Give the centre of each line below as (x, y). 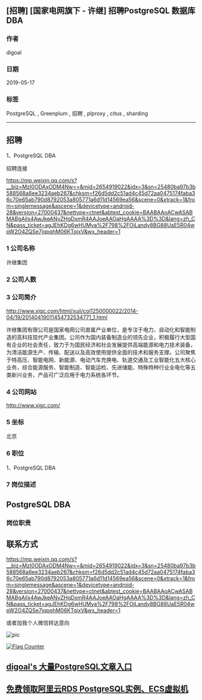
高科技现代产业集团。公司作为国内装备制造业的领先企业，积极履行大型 (103, 337)
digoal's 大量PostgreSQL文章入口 (69, 667)
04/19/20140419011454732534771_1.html (57, 317)
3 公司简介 (21, 297)
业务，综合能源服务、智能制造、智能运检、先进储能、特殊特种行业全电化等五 (101, 367)
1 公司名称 (21, 249)
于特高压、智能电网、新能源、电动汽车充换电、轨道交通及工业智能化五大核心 (101, 359)
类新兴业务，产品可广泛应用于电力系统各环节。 (64, 374)
